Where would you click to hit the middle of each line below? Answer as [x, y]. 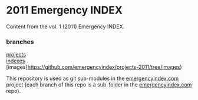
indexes [16, 61]
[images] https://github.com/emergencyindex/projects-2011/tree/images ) [94, 67]
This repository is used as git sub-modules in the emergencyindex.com [93, 79]
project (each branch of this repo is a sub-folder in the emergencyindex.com [99, 85]
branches [20, 42]
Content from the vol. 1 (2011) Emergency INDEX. [65, 26]
